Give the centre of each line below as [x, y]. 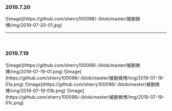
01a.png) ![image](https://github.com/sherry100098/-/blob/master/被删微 [82, 84]
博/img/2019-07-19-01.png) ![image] [44, 71]
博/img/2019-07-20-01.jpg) [34, 25]
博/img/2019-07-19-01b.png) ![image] [45, 91]
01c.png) [15, 102]
